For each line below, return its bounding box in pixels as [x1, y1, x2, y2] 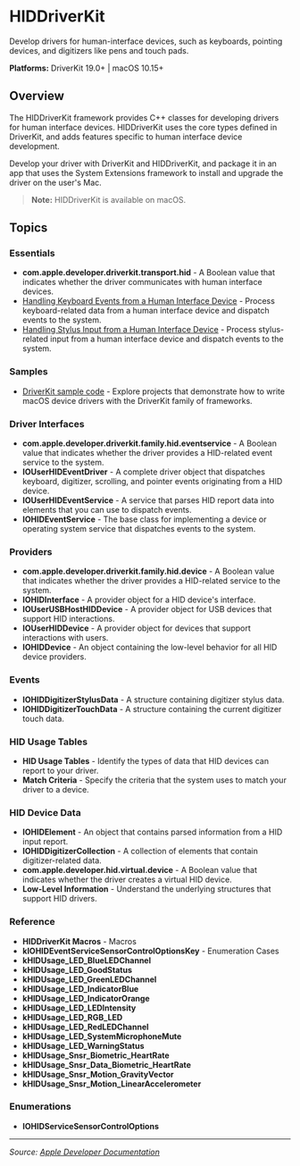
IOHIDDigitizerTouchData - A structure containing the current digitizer [21, 703, 282, 714]
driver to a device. [21, 784, 89, 794]
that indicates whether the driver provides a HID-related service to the [21, 575, 281, 586]
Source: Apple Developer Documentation [9, 1146, 161, 1157]
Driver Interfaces [9, 417, 85, 430]
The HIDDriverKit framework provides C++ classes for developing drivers [9, 112, 279, 122]
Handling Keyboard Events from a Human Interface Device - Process [21, 296, 275, 306]
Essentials [9, 247, 55, 260]
